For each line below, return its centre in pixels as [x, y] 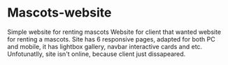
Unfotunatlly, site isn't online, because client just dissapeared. [97, 54]
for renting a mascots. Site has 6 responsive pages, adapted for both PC [111, 39]
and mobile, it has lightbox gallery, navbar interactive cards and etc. [105, 46]
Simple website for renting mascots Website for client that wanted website [114, 32]
